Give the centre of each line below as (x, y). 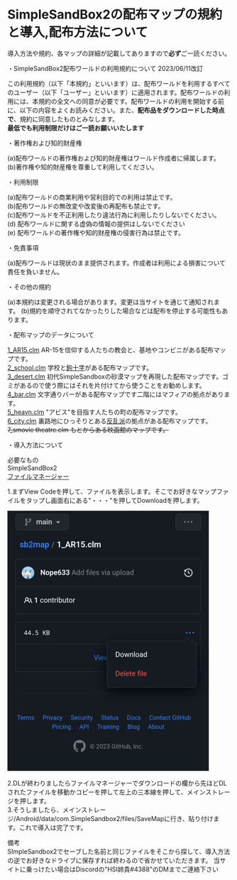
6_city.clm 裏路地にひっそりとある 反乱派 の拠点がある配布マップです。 (110, 420)
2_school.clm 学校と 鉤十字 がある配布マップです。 (80, 367)
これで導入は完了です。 (53, 827)
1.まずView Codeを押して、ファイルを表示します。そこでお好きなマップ (112, 491)
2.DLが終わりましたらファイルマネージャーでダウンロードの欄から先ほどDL (117, 783)
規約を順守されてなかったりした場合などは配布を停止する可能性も (126, 310)
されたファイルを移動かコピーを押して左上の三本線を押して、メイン (106, 792)
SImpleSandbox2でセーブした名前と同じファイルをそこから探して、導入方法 (119, 851)
